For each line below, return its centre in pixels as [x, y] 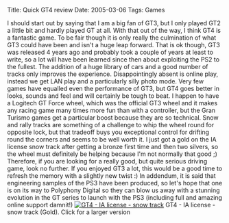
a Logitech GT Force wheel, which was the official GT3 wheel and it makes [112, 103]
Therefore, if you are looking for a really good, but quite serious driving [107, 161]
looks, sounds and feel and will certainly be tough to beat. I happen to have [113, 96]
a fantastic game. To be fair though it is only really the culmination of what [112, 38]
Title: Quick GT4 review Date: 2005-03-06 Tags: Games [86, 10]
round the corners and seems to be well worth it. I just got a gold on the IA [112, 139]
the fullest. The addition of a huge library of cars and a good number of [108, 67]
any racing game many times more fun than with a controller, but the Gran [111, 110]
